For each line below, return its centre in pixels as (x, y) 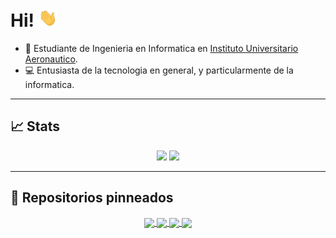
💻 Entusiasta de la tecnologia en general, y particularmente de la (159, 70)
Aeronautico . (51, 59)
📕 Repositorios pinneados (92, 198)
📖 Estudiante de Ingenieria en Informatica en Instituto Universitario (161, 49)
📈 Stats (35, 126)
